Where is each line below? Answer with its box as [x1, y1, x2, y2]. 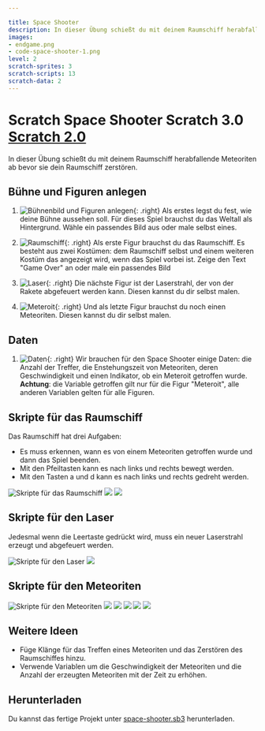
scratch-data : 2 [8, 76, 62, 85]
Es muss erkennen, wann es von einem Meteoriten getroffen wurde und [19, 447, 253, 456]
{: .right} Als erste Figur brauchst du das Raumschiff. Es [64, 238, 245, 248]
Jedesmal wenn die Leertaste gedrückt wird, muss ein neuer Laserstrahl [8, 531, 243, 541]
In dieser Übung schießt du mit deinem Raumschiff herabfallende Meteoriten [8, 154, 257, 163]
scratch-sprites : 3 [8, 62, 73, 71]
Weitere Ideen [8, 625, 79, 638]
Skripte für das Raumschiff [8, 411, 144, 424]
